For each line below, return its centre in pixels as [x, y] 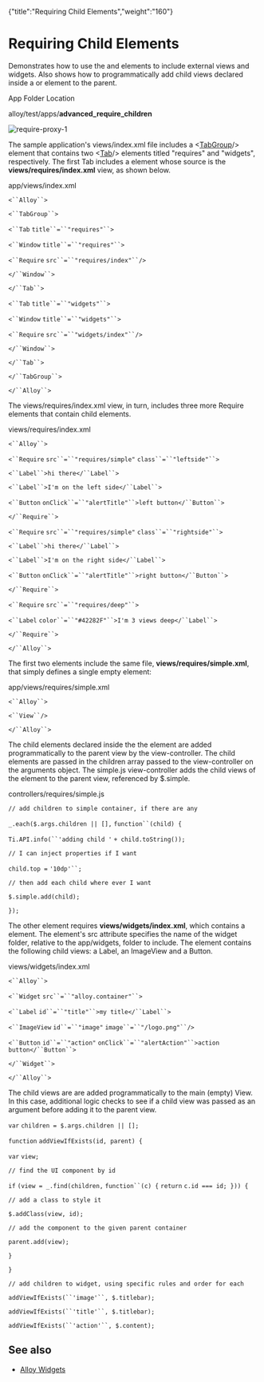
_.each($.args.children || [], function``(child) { [95, 824]
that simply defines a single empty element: [80, 671]
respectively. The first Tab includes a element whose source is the [117, 161]
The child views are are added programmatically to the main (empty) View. [130, 1092]
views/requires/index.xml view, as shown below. [90, 170]
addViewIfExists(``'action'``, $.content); [82, 1325]
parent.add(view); [39, 1242]
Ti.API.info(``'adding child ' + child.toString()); [97, 839]
